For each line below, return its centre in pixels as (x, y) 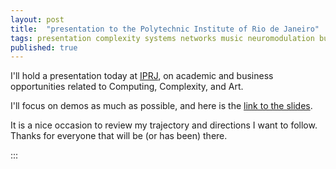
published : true (44, 47)
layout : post (37, 19)
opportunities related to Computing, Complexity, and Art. (127, 87)
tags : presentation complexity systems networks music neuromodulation (162, 38)
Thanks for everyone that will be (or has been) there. (119, 136)
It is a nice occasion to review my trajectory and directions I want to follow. (164, 125)
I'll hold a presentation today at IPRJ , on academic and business (142, 76)
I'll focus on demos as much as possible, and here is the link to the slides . (161, 106)
